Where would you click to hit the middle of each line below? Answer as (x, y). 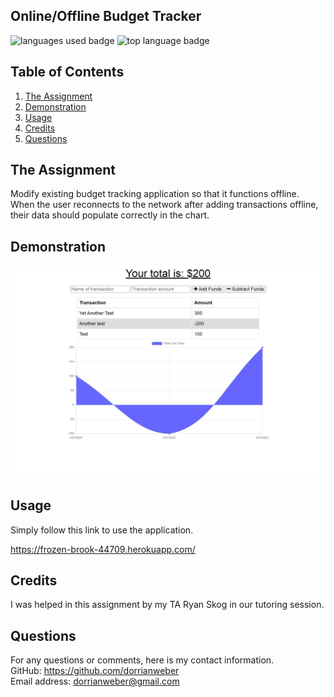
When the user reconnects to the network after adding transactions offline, (164, 205)
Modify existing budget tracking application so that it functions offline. (155, 194)
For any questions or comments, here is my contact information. (142, 660)
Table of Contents (67, 72)
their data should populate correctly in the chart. (110, 215)
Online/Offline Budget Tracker (106, 16)
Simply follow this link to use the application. (102, 530)
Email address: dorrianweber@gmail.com (95, 681)
